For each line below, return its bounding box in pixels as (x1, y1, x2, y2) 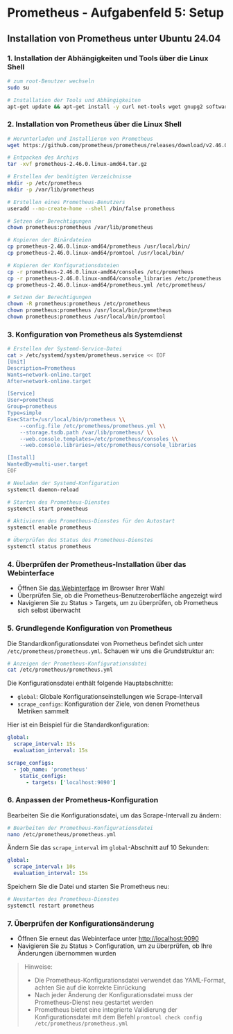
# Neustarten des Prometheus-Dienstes (7, 896, 119, 903)
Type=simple (7, 409, 42, 417)
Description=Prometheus (7, 364, 76, 372)
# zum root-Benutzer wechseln (7, 78, 95, 85)
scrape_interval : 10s (13, 863, 76, 870)
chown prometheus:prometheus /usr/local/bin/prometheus (7, 307, 172, 314)
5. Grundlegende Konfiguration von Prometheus (7, 623, 173, 633)
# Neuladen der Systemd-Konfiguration (7, 480, 119, 486)
